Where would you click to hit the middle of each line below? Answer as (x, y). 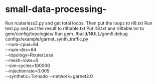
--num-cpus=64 (22, 44)
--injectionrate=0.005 (27, 70)
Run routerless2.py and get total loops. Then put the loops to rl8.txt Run (79, 23)
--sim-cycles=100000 (28, 65)
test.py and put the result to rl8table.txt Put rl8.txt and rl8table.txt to (75, 28)
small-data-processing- (56, 9)
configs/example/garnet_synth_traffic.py (47, 39)
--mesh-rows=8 (22, 60)
